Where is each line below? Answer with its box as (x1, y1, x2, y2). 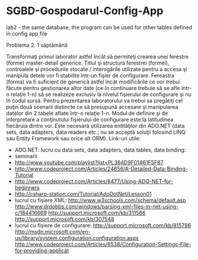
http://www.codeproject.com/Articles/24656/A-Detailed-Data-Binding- (14, 165, 189, 172)
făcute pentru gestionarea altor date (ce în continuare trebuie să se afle (6, 84, 181, 91)
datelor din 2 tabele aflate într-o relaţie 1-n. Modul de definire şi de (6, 110, 168, 117)
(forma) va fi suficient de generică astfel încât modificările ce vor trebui (6, 78, 180, 85)
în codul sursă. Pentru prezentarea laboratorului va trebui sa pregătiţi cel (6, 97, 183, 104)
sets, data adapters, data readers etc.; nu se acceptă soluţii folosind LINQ (6, 129, 186, 136)
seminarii (14, 152, 37, 159)
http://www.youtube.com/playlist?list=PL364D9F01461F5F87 (14, 159, 164, 166)
